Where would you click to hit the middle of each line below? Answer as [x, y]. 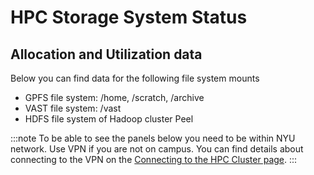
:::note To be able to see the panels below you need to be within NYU [153, 138]
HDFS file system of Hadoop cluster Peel [109, 119]
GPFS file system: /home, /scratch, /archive [114, 97]
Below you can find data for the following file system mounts [135, 78]
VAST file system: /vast [73, 108]
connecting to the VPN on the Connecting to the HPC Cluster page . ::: [154, 159]
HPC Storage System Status [129, 17]
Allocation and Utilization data [106, 54]
